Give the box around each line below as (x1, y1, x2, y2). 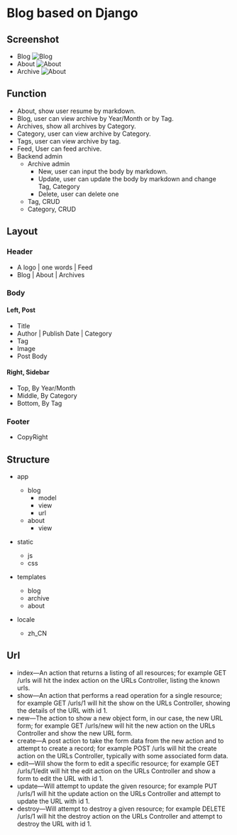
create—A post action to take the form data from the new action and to (16, 736, 224, 745)
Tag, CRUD (27, 197, 60, 205)
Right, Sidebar (6, 368, 50, 377)
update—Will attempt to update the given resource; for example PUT (16, 782, 218, 790)
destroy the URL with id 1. (16, 819, 92, 828)
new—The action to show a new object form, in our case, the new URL (16, 713, 224, 722)
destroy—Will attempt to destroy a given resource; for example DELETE (16, 804, 226, 813)
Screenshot (6, 33, 60, 45)
